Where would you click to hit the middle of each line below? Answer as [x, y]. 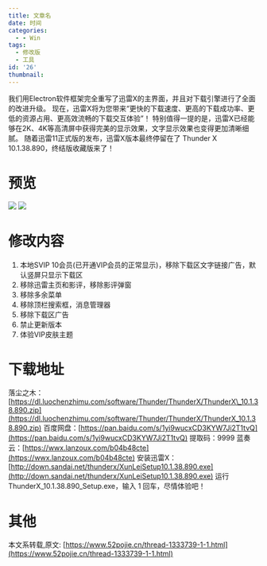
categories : [28, 30]
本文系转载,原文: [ [37, 545]
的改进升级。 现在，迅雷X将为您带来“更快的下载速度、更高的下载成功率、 [128, 108]
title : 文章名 [30, 16]
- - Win [28, 38]
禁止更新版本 [41, 324]
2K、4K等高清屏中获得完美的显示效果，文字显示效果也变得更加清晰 [132, 128]
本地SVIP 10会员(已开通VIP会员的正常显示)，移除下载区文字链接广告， [134, 265]
